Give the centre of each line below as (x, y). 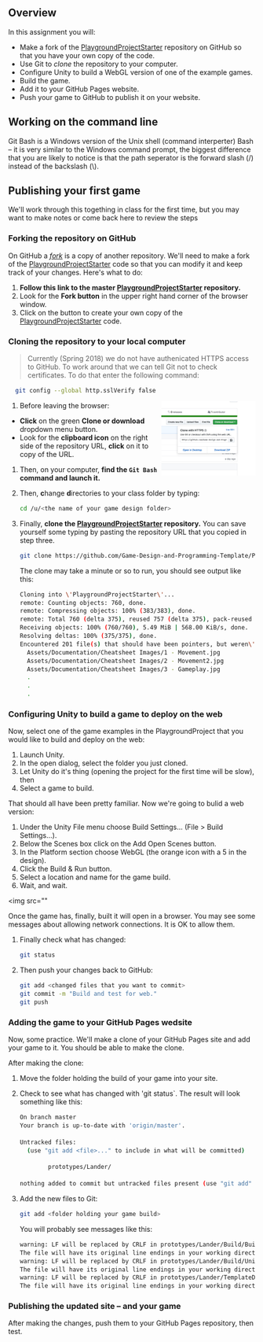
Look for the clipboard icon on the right (84, 437)
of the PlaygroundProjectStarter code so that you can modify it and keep (126, 264)
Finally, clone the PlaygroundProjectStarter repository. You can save (133, 523)
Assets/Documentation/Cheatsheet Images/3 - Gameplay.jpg (124, 669)
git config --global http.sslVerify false (86, 391)
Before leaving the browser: (64, 405)
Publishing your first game (75, 191)
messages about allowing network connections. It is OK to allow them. (122, 924)
